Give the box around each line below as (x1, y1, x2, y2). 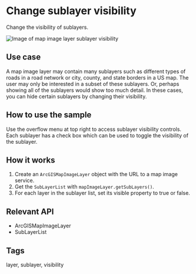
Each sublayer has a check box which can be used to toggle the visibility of (6, 131, 189, 139)
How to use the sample (6, 110, 92, 120)
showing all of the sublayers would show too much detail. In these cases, (6, 87, 184, 94)
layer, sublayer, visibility (6, 261, 64, 268)
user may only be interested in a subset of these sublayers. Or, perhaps (6, 80, 180, 87)
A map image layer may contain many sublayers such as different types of (6, 68, 186, 75)
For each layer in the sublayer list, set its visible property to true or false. (14, 190, 190, 197)
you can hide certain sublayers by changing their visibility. (6, 93, 147, 100)
